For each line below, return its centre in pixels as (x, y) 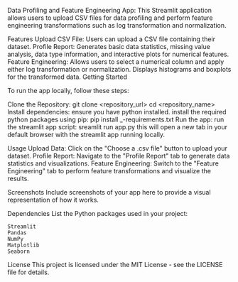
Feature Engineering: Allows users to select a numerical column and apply (116, 62)
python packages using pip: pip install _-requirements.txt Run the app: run (116, 119)
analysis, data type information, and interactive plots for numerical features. (118, 54)
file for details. (28, 272)
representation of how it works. (53, 200)
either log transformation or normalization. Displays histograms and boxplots (119, 69)
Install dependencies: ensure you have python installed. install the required (117, 112)
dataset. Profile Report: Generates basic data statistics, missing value (109, 47)
